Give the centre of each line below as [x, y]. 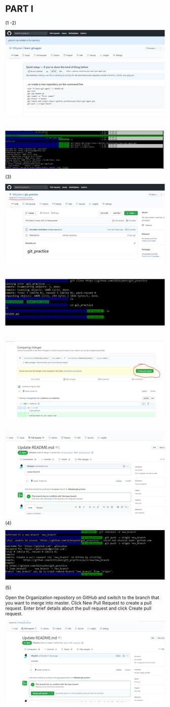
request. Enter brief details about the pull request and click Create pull [78, 608]
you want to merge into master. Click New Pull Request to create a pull [78, 603]
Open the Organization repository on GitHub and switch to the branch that [82, 597]
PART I [19, 9]
